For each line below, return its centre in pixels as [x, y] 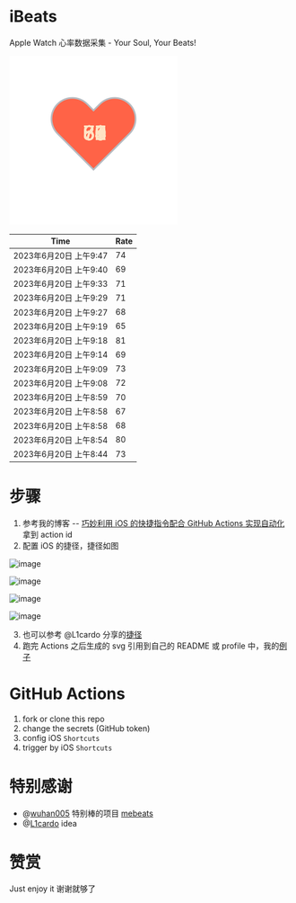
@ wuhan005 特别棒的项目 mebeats [88, 813]
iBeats [34, 17]
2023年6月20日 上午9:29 [61, 298]
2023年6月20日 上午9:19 [61, 326]
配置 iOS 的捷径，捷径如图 [70, 545]
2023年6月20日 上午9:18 [61, 341]
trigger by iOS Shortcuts [67, 747]
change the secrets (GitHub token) [86, 728]
